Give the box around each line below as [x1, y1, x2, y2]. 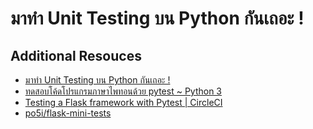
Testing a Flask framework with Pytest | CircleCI [24, 97, 223, 108]
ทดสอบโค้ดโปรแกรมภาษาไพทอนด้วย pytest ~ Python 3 [24, 85, 223, 97]
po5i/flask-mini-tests [24, 107, 112, 119]
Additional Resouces [10, 47, 142, 64]
